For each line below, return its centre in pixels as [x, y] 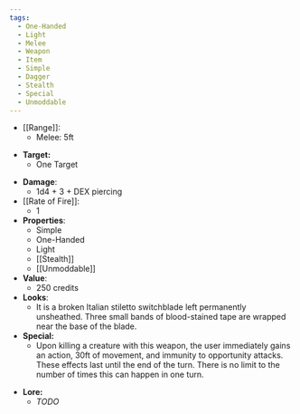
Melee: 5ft [55, 138]
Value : [35, 278]
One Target [57, 165]
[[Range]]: [42, 128]
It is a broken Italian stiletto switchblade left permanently [141, 307]
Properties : [44, 221]
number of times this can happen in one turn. [120, 375]
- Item [30, 60]
